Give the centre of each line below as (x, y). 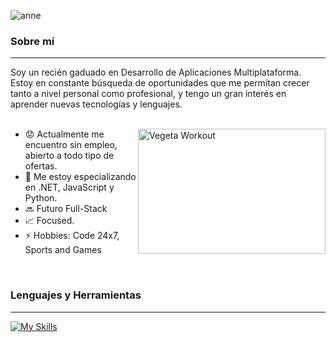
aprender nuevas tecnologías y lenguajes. (96, 104)
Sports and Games (63, 250)
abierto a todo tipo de (69, 156)
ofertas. (41, 166)
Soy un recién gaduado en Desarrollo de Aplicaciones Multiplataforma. (156, 72)
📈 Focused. (49, 221)
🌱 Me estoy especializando (80, 177)
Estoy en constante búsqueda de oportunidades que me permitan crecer (160, 83)
